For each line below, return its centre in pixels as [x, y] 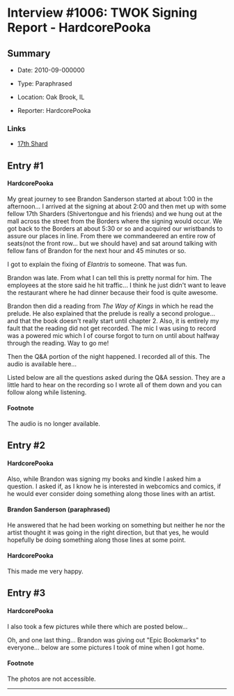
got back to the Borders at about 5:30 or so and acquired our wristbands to [115, 229]
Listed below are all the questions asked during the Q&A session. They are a [116, 377]
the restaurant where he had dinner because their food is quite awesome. [112, 292]
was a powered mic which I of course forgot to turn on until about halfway [113, 335]
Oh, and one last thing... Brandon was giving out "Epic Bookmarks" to [107, 640]
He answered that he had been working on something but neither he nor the [116, 525]
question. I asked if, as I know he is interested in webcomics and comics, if [114, 486]
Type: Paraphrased [45, 84]
